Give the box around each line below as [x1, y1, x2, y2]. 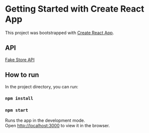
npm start [5, 108, 28, 113]
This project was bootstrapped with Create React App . [5, 30, 114, 35]
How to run [5, 71, 39, 79]
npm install [5, 96, 34, 101]
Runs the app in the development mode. [5, 117, 85, 123]
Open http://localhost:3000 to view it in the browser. [5, 122, 110, 128]
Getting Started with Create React [5, 3, 145, 15]
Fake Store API [5, 57, 35, 63]
